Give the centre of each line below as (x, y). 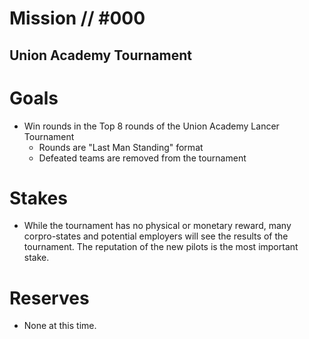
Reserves (49, 298)
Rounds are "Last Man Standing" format (121, 147)
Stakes (38, 198)
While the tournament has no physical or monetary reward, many (157, 226)
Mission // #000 (77, 18)
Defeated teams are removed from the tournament (142, 158)
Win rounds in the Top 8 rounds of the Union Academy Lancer (151, 126)
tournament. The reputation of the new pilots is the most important (161, 247)
